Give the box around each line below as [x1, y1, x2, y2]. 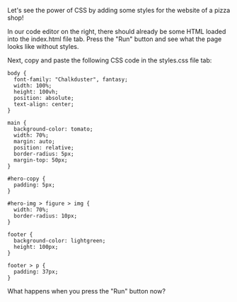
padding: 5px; [13, 181, 55, 189]
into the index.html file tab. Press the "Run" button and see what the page [7, 35, 222, 43]
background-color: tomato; [13, 125, 93, 133]
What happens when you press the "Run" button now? [7, 287, 166, 295]
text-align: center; [13, 101, 74, 108]
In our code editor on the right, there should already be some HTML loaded [7, 28, 226, 35]
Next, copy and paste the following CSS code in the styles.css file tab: [7, 56, 212, 65]
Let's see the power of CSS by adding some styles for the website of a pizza [7, 6, 231, 14]
